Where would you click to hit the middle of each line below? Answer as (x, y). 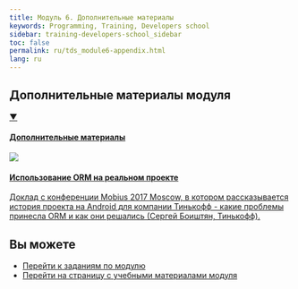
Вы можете (43, 244)
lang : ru (26, 59)
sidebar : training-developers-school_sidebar (95, 34)
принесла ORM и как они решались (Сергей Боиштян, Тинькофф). (135, 217)
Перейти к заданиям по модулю (84, 266)
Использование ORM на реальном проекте (94, 177)
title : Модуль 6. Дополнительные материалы (92, 17)
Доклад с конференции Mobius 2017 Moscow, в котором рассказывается (149, 197)
